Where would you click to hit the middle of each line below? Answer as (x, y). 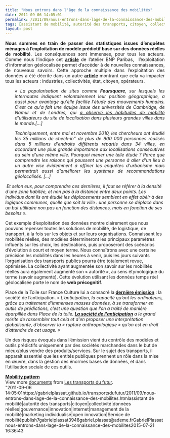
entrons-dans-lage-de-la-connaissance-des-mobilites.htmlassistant (76, 398)
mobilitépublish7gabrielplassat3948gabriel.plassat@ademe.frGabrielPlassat (84, 420)
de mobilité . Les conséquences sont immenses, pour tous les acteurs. (85, 54)
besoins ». (16, 213)
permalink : (17, 19)
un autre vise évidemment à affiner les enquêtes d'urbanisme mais (90, 166)
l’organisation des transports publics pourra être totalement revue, (74, 261)
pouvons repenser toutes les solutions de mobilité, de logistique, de (76, 229)
